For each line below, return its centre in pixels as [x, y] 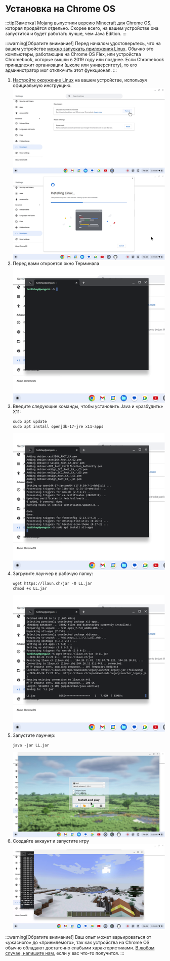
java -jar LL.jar [31, 745]
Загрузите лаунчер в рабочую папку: [53, 574]
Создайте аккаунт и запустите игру [51, 841]
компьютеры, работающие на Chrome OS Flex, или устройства [73, 54]
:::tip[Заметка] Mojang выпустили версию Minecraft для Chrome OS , [78, 23]
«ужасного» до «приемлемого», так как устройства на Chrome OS [77, 943]
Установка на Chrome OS [60, 9]
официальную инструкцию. [42, 85]
